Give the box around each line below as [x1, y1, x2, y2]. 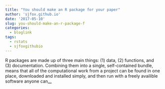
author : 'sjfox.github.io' [5, 12, 61, 17]
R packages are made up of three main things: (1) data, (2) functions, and [5, 57, 154, 63]
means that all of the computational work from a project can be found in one [5, 67, 161, 74]
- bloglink [9, 30, 32, 35]
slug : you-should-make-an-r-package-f [5, 21, 85, 26]
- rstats [9, 39, 28, 44]
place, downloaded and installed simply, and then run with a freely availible [5, 73, 158, 79]
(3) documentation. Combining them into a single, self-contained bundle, [5, 62, 153, 68]
